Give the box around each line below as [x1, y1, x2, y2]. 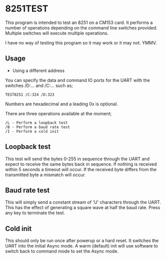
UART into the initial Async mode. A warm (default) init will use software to [5, 243, 158, 249]
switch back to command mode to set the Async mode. [5, 248, 119, 255]
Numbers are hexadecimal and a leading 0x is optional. [5, 101, 118, 107]
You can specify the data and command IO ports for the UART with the [5, 77, 151, 83]
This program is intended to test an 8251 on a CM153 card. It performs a [5, 19, 153, 25]
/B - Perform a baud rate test [5, 124, 70, 130]
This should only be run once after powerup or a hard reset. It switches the [5, 238, 159, 244]
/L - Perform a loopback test [5, 120, 68, 125]
